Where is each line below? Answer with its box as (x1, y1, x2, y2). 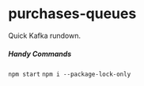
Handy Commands (8, 49, 72, 58)
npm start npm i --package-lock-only (8, 70, 131, 78)
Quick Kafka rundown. (8, 31, 81, 40)
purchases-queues (8, 5, 137, 23)
